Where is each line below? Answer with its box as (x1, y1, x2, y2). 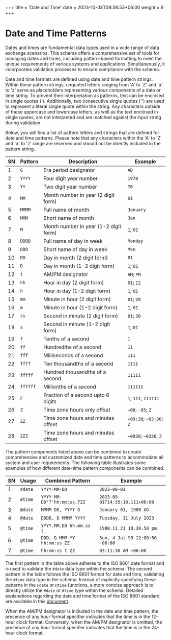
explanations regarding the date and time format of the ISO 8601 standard (5, 592, 160, 599)
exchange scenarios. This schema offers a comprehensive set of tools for (5, 50, 160, 56)
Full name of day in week (43, 237, 103, 244)
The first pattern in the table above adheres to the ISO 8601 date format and (5, 560, 164, 566)
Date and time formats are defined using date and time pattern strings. (5, 76, 153, 82)
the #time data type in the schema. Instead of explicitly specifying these (5, 576, 156, 582)
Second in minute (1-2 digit (43, 321, 110, 328)
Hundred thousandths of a (43, 368, 106, 375)
